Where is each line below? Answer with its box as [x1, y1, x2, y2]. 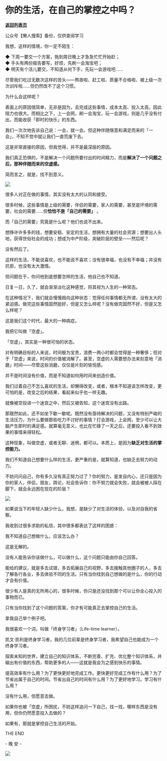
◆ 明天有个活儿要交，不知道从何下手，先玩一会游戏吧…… [5, 66, 123, 72]
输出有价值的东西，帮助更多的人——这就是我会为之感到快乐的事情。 [5, 659, 145, 665]
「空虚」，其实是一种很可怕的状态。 [5, 339, 77, 345]
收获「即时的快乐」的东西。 [22, 117, 80, 123]
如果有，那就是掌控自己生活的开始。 [5, 720, 80, 726]
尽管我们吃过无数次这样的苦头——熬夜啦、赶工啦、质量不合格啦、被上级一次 [5, 77, 162, 83]
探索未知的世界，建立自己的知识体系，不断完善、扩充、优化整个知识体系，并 [5, 653, 162, 659]
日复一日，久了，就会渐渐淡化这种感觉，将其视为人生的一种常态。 [5, 284, 140, 290]
